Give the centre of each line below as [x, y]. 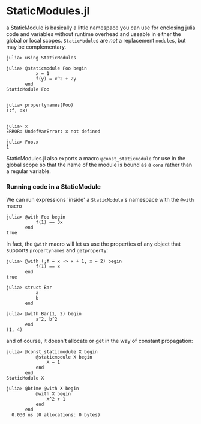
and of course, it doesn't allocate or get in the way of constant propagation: [100, 341]
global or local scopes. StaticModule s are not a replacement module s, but [96, 40]
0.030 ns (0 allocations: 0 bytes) [56, 415]
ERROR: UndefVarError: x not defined [53, 131]
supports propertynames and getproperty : [57, 250]
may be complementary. [36, 47]
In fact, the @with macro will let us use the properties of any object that [94, 244]
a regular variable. [28, 171]
